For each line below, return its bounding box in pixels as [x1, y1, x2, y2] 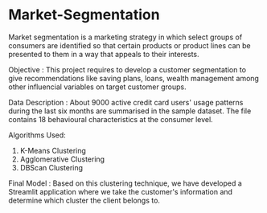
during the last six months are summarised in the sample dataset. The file [8, 106, 252, 116]
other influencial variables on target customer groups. [8, 82, 187, 92]
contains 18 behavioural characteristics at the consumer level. [8, 114, 213, 124]
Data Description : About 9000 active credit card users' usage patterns [8, 97, 244, 107]
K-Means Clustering [19, 145, 87, 155]
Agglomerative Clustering [19, 154, 105, 164]
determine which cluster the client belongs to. [8, 195, 161, 205]
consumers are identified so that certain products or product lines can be [8, 40, 251, 50]
